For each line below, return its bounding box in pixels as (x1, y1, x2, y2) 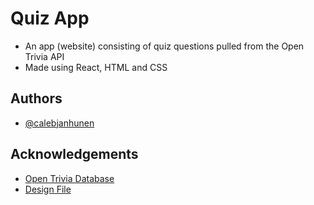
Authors (10, 90, 63, 107)
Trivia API (24, 50, 65, 62)
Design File (24, 183, 72, 195)
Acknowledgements (10, 146, 139, 163)
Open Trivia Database (24, 172, 115, 184)
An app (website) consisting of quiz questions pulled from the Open (24, 40, 305, 52)
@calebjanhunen (24, 117, 95, 129)
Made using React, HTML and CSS (24, 61, 168, 73)
